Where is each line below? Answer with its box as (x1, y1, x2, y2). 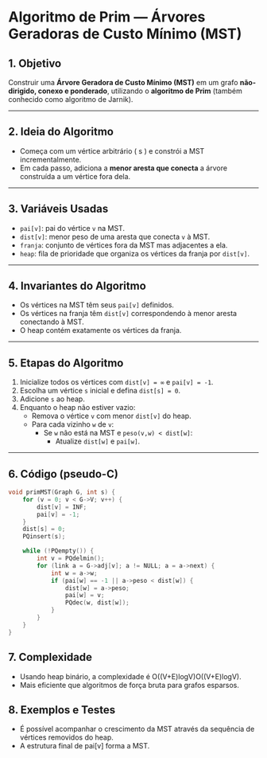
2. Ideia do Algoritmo (8, 125, 114, 139)
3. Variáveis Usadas (8, 202, 109, 216)
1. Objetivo (8, 57, 62, 70)
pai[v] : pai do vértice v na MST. (19, 223, 126, 232)
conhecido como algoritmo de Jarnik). (8, 95, 133, 104)
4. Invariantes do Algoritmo (8, 279, 147, 293)
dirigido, (8, 86, 37, 96)
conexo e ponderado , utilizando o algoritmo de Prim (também (37, 86, 242, 96)
